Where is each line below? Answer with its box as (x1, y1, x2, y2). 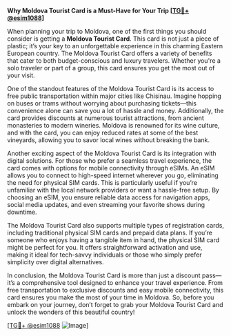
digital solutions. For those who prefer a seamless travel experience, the (7, 157, 212, 165)
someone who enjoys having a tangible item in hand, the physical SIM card (7, 236, 220, 244)
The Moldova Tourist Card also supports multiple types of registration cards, (7, 221, 224, 229)
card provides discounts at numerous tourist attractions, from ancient (7, 114, 205, 122)
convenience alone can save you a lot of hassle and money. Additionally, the (7, 107, 224, 115)
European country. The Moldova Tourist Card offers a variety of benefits (7, 49, 212, 57)
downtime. (7, 208, 37, 216)
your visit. (7, 71, 36, 79)
